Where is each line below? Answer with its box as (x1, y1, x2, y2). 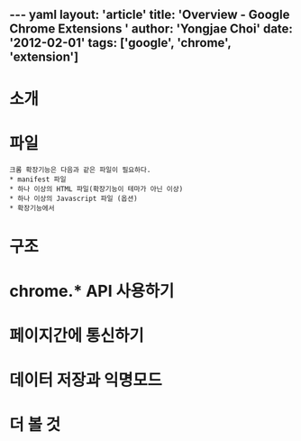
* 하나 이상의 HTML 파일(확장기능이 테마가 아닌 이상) (9, 184, 184, 193)
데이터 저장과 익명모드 (9, 370, 162, 390)
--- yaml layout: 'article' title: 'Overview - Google (9, 7, 290, 23)
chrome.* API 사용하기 (9, 280, 175, 301)
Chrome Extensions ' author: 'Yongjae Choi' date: (9, 22, 293, 37)
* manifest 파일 (9, 175, 67, 184)
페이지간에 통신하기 (9, 326, 144, 346)
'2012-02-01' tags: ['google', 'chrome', (9, 35, 232, 51)
